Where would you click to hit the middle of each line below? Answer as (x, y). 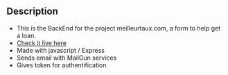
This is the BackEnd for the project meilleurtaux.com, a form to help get (119, 28)
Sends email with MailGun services (67, 58)
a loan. (26, 35)
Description (32, 11)
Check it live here (42, 43)
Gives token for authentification (61, 65)
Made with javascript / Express (61, 50)
